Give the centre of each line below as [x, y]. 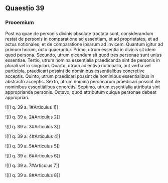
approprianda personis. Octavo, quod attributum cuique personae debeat [81, 92]
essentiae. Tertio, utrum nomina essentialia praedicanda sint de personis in [83, 60]
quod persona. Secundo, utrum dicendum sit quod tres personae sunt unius [83, 55]
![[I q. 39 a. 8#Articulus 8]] [33, 175]
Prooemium [20, 23]
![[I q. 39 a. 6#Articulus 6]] [33, 155]
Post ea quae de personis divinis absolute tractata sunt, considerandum [79, 33]
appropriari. [17, 97]
